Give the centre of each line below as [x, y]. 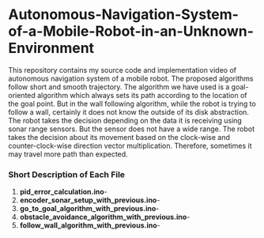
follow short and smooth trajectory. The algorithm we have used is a [119, 87]
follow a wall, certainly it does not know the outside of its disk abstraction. [128, 111]
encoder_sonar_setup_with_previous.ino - [90, 200]
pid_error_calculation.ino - [64, 192]
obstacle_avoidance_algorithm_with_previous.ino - [105, 217]
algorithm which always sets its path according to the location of [142, 95]
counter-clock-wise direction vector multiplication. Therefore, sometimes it [130, 145]
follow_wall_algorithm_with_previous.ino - [90, 225]
